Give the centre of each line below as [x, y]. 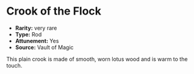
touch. [14, 66]
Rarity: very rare [36, 28]
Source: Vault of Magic [45, 47]
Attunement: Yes [37, 41]
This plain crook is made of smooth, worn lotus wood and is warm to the [97, 59]
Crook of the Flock [54, 11]
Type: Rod [28, 34]
